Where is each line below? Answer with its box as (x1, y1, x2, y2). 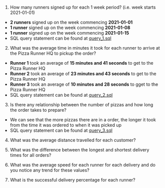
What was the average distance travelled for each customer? (10, 137, 136, 143)
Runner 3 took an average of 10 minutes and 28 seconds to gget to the (10, 81, 158, 87)
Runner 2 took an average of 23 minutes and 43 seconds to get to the (10, 71, 156, 77)
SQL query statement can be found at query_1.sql (10, 35, 112, 41)
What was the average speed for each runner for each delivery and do (10, 162, 156, 167)
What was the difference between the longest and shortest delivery (10, 147, 149, 152)
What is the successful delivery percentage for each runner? (10, 177, 135, 182)
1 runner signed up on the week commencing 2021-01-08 (10, 25, 130, 31)
